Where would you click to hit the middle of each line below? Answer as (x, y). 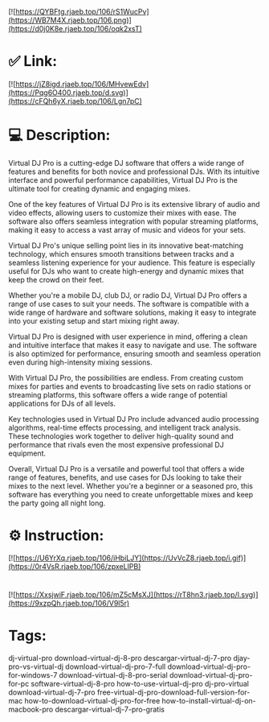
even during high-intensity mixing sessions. (80, 362)
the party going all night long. (57, 503)
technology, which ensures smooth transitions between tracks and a (121, 254)
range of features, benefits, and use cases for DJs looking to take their (125, 477)
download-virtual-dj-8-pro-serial (114, 675)
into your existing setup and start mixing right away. (94, 320)
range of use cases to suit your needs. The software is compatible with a (129, 303)
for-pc (19, 683)
